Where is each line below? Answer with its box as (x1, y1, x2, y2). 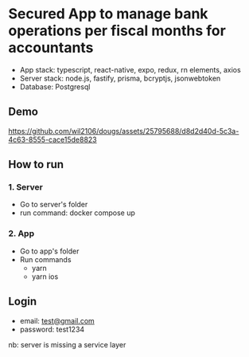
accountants (8, 39, 94, 57)
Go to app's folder (19, 246, 80, 256)
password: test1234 (19, 324, 85, 334)
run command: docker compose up (19, 208, 135, 218)
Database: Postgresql (19, 81, 91, 92)
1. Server (8, 182, 44, 193)
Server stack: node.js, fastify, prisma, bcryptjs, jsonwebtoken (19, 73, 221, 83)
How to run (8, 158, 64, 171)
